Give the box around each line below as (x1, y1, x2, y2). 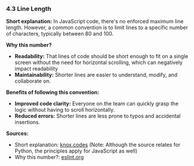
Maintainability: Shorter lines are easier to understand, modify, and (14, 72, 178, 79)
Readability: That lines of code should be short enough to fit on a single (14, 53, 189, 60)
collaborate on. (14, 77, 51, 84)
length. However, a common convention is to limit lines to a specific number (6, 24, 188, 31)
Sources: (6, 130, 29, 137)
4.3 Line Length (6, 5, 51, 13)
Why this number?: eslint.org (14, 154, 84, 161)
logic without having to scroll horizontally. (14, 107, 115, 114)
